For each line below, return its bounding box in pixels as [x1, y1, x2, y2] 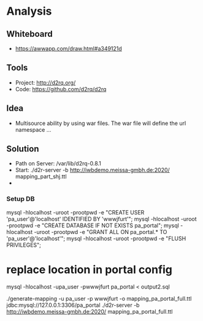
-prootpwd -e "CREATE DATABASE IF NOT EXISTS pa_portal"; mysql [6, 222, 179, 229]
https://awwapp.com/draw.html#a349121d [15, 45, 123, 52]
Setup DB [6, 195, 35, 203]
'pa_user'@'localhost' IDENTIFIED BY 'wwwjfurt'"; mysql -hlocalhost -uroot [6, 215, 197, 222]
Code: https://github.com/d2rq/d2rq [15, 85, 107, 93]
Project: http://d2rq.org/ [15, 78, 76, 86]
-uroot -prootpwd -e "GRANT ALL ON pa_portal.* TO [34, 228, 167, 235]
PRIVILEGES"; [6, 241, 42, 249]
